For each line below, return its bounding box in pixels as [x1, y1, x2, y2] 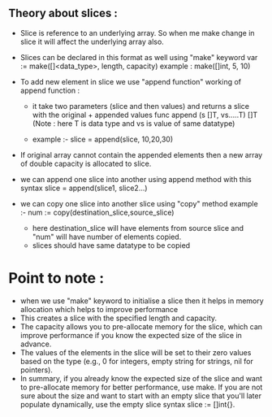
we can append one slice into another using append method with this [19, 174, 252, 184]
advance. [19, 339, 52, 349]
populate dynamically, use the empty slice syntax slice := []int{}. [19, 399, 235, 409]
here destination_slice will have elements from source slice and [32, 223, 244, 232]
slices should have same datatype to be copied [32, 240, 191, 250]
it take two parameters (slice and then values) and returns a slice [32, 101, 250, 111]
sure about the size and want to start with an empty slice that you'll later [19, 390, 262, 401]
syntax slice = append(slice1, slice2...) [19, 183, 148, 193]
